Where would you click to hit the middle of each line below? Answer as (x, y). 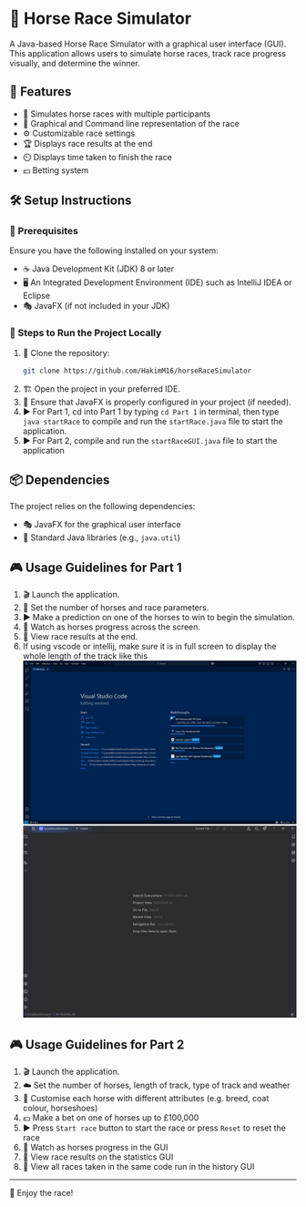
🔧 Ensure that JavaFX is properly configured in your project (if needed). (157, 402)
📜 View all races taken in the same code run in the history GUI (138, 1167)
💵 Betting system (56, 170)
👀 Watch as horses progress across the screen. (112, 627)
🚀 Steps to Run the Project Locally (86, 333)
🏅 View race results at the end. (80, 637)
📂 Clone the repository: (66, 353)
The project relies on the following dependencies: (102, 506)
